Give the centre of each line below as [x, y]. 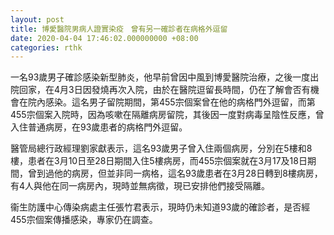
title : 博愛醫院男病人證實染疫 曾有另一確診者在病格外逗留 [119, 29]
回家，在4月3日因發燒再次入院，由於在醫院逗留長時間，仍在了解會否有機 [169, 90]
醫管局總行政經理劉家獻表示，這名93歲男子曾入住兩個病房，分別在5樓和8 [161, 148]
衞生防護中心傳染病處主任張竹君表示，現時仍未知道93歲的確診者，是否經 [160, 207]
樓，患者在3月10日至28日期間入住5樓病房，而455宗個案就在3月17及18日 [159, 161]
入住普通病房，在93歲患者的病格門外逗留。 [99, 127]
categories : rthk [46, 47]
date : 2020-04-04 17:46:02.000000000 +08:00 [104, 38]
